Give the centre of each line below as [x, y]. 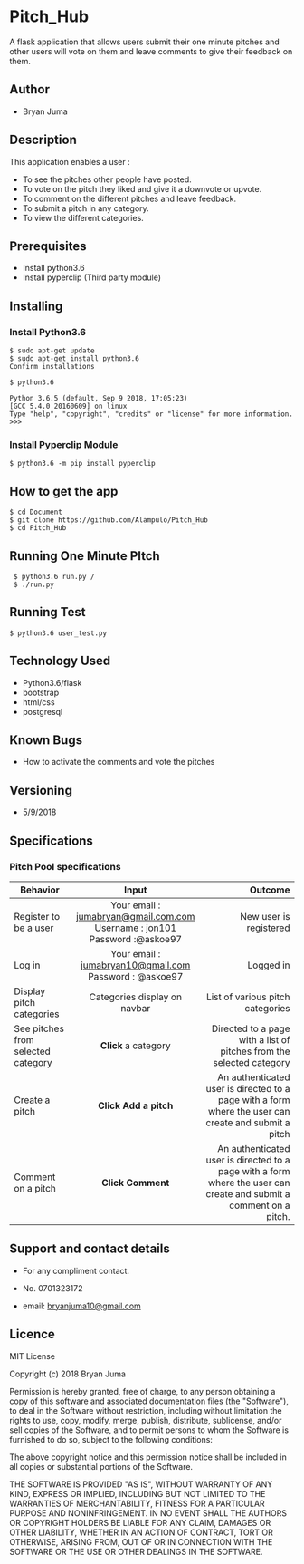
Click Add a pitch [136, 1105]
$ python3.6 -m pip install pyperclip [82, 464]
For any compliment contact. [76, 1270]
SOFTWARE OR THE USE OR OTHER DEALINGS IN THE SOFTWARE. [136, 1551]
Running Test [47, 612]
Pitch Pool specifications [65, 866]
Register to [37, 916]
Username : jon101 [136, 928]
